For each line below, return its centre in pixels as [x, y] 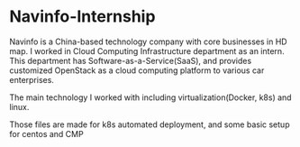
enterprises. [32, 79]
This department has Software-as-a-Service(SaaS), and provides [131, 60]
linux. [19, 106]
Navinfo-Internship [82, 17]
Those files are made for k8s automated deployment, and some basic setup [150, 124]
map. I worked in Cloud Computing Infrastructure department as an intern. [147, 51]
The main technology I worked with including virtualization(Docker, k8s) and [150, 97]
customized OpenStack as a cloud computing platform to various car [137, 70]
